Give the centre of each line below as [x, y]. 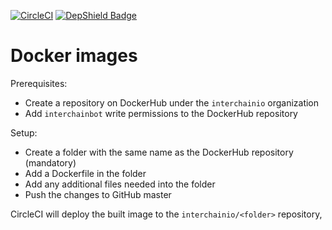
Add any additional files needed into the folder [120, 184]
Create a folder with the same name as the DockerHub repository [159, 152]
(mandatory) [50, 162]
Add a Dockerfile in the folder [85, 173]
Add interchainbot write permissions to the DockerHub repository [161, 113]
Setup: [24, 132]
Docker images [74, 56]
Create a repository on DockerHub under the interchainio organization [172, 102]
